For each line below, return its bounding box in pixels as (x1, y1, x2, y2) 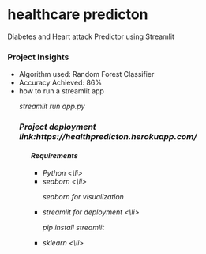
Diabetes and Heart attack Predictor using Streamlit (7, 32, 175, 41)
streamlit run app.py (18, 101, 85, 112)
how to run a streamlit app (18, 86, 104, 96)
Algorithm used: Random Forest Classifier (18, 70, 155, 79)
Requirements (30, 150, 78, 160)
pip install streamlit (42, 223, 105, 233)
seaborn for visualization (42, 192, 124, 202)
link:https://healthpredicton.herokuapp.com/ (18, 131, 197, 142)
